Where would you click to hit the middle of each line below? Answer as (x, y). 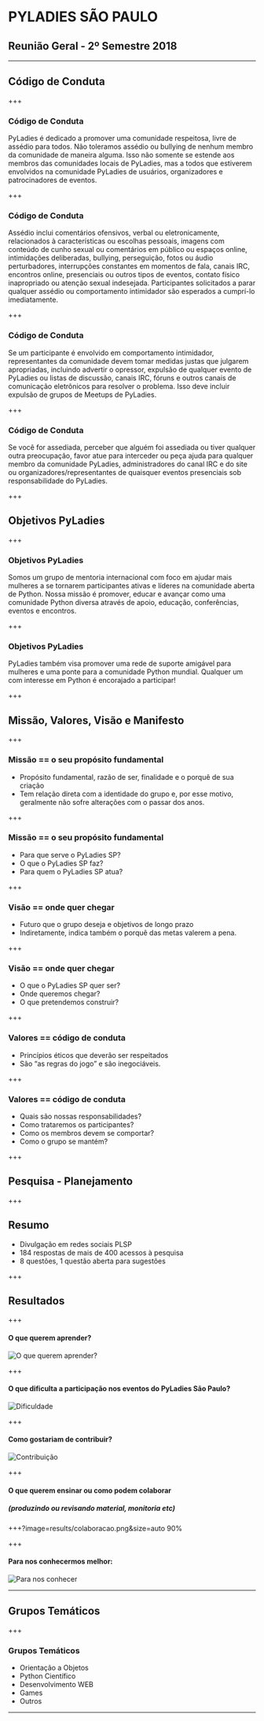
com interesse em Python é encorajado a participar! (92, 681)
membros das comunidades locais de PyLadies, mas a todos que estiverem (130, 163)
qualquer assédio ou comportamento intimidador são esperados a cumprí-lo (132, 291)
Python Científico (48, 1676)
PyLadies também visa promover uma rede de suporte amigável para (120, 664)
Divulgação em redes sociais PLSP (75, 1244)
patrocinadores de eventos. (53, 180)
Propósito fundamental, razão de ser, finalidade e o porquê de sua (126, 777)
